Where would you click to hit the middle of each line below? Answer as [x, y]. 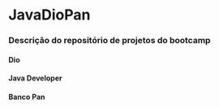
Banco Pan [27, 97]
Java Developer [35, 78]
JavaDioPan [49, 15]
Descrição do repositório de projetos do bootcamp [109, 41]
